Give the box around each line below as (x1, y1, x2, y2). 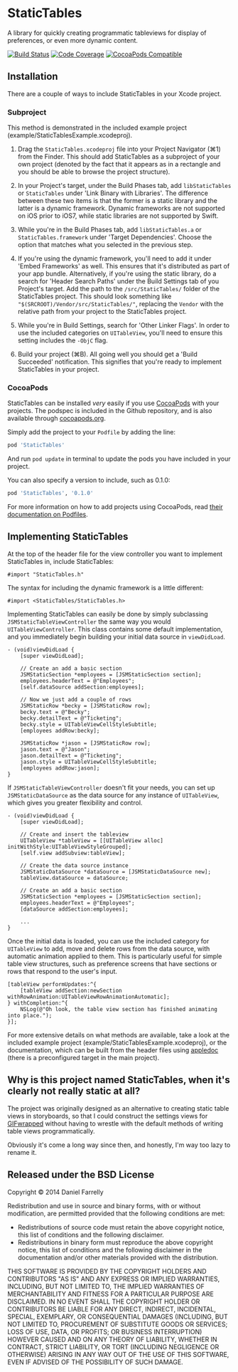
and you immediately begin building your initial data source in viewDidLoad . (7, 632, 226, 641)
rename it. (7, 1148, 37, 1156)
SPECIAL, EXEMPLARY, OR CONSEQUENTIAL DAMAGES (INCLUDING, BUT (7, 1312, 229, 1321)
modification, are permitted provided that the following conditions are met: (7, 1209, 225, 1217)
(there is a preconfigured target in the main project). (7, 1053, 160, 1062)
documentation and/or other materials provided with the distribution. (17, 1253, 218, 1262)
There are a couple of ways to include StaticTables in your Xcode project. (7, 89, 222, 98)
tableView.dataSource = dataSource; (20, 874, 129, 881)
